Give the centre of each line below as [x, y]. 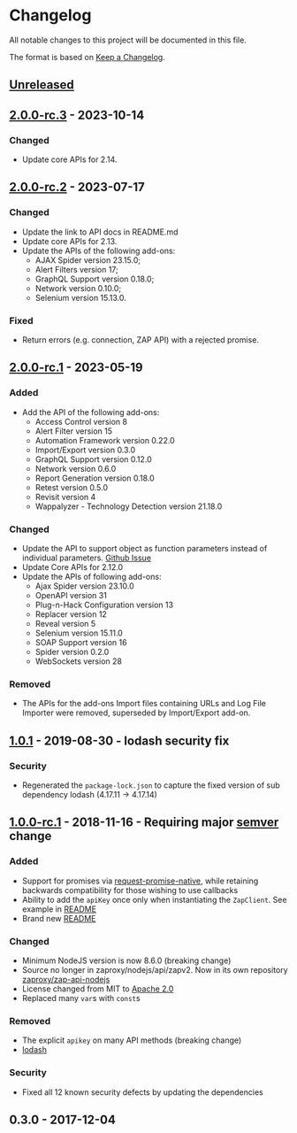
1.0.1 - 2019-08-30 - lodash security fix [119, 740]
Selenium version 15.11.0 [79, 633]
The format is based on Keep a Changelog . [87, 57]
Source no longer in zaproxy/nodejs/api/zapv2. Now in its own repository [155, 969]
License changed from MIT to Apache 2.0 [98, 989]
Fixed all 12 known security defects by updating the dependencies [142, 1092]
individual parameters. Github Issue [87, 558]
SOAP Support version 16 [81, 642]
